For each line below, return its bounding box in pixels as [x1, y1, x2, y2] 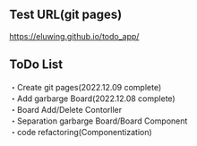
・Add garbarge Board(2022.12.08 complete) [9, 93, 176, 104]
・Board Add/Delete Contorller [9, 104, 123, 115]
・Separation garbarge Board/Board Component [9, 116, 188, 126]
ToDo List [9, 57, 64, 73]
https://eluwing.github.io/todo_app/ [9, 30, 140, 41]
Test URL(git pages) [9, 7, 123, 22]
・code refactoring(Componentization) [9, 126, 152, 137]
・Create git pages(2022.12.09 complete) [9, 82, 162, 92]
